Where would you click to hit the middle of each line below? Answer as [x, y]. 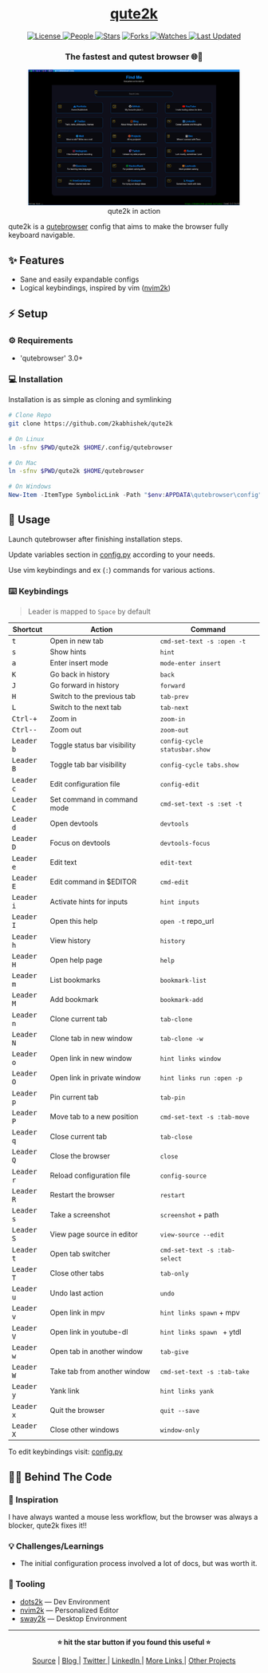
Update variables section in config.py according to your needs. [112, 554]
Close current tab [79, 1136]
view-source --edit [192, 1235]
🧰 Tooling [27, 1584]
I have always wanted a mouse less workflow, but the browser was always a [133, 1517]
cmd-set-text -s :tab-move [205, 1118]
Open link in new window [91, 1058]
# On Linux [26, 439]
